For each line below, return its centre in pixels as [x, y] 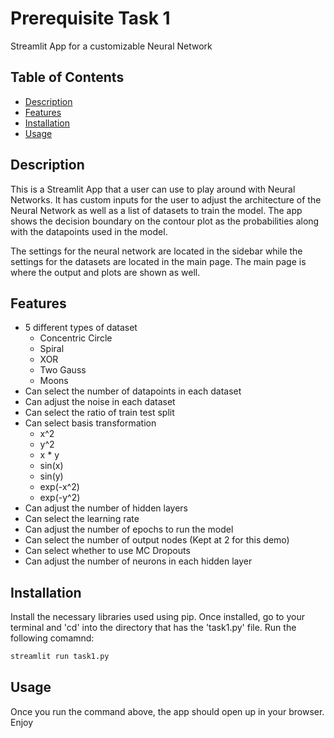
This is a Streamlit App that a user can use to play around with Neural [153, 189]
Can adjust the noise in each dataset [100, 402]
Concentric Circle [76, 338]
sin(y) [51, 476]
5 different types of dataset [81, 328]
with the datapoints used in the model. [89, 231]
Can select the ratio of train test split [99, 413]
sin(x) [51, 466]
